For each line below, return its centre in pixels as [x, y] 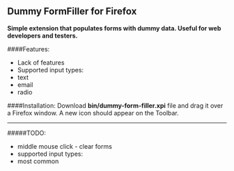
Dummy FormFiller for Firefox [72, 11]
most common [38, 161]
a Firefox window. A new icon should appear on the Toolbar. [93, 113]
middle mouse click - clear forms [65, 146]
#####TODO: [27, 133]
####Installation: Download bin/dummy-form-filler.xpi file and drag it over [115, 105]
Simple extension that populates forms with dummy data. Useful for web [114, 28]
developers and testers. [42, 35]
